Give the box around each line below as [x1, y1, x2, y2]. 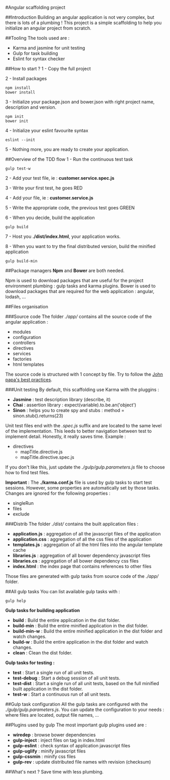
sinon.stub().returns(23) [12, 413, 64, 419]
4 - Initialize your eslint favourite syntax [5, 128, 88, 133]
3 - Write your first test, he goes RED [5, 185, 83, 191]
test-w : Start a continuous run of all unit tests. [12, 691, 111, 697]
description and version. [5, 104, 57, 110]
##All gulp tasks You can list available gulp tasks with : [5, 589, 120, 594]
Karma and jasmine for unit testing [12, 45, 85, 51]
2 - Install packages [5, 76, 47, 81]
